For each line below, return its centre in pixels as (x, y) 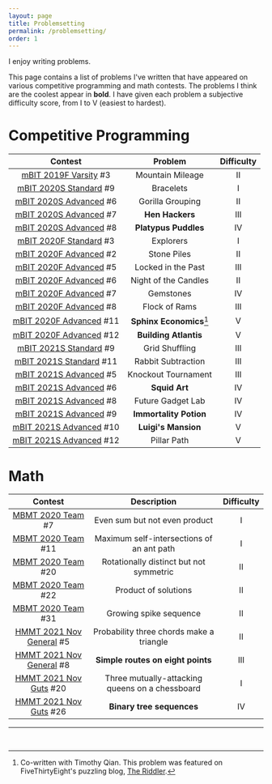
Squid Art (170, 387)
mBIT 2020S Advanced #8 (66, 228)
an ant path (154, 549)
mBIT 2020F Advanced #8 (66, 307)
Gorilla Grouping (170, 202)
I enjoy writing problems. (50, 62)
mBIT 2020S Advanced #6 (66, 202)
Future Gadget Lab (170, 400)
